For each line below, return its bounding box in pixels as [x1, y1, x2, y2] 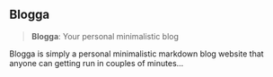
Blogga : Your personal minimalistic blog [31, 30, 180, 41]
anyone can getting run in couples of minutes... [9, 57, 184, 68]
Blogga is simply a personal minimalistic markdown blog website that [9, 48, 264, 59]
